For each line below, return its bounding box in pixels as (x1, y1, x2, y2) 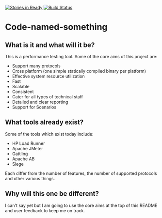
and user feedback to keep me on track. (5, 207, 85, 213)
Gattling (12, 151, 28, 156)
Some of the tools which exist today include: (5, 131, 94, 137)
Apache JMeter (12, 145, 44, 151)
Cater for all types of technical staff (12, 94, 83, 99)
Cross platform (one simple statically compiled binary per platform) (12, 68, 146, 74)
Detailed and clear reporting (12, 99, 68, 105)
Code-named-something (5, 22, 108, 32)
